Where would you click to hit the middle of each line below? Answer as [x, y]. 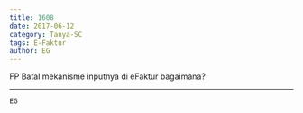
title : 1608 [32, 17]
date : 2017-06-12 [42, 26]
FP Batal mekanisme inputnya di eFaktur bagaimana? [107, 76]
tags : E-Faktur [38, 43]
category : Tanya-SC [46, 34]
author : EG [30, 51]
